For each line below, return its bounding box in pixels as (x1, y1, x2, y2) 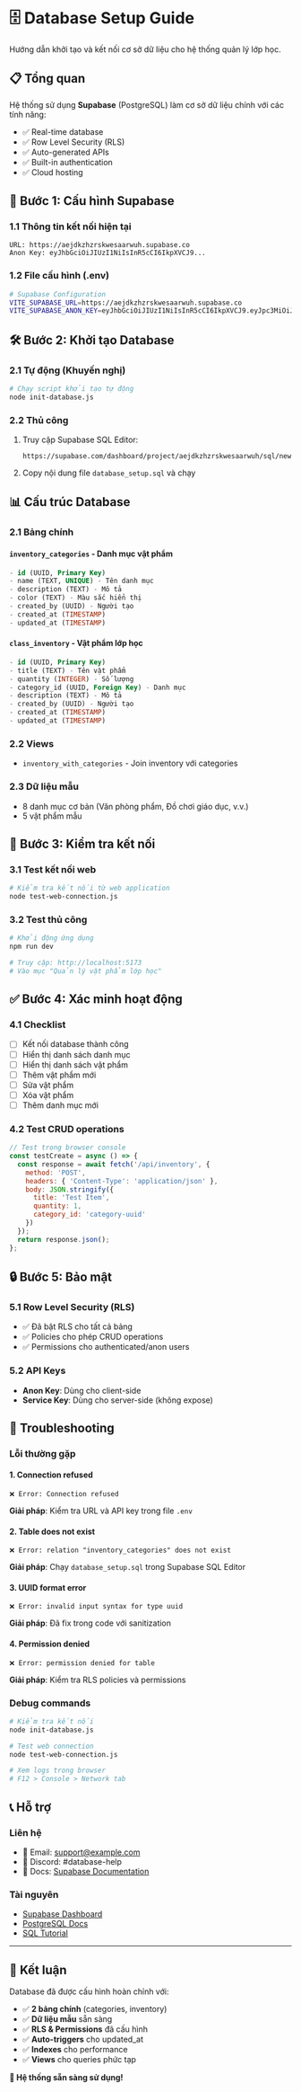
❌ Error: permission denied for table (9, 1658, 155, 1668)
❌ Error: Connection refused (9, 1490, 119, 1499)
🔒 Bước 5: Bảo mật (9, 1269, 113, 1284)
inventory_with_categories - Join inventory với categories (21, 758, 238, 769)
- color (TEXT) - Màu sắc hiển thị (9, 593, 142, 603)
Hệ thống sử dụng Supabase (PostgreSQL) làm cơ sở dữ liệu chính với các (9, 99, 285, 110)
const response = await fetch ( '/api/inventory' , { (17, 1159, 211, 1169)
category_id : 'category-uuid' (32, 1210, 146, 1219)
